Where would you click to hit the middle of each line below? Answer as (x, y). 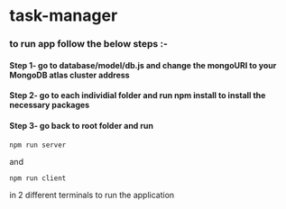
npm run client (38, 178)
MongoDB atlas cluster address (69, 75)
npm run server (38, 145)
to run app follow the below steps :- (89, 44)
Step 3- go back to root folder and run (81, 125)
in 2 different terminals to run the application (92, 195)
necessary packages (50, 105)
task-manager (64, 16)
